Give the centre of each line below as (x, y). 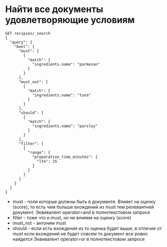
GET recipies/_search (28, 33)
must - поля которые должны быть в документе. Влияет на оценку (84, 201)
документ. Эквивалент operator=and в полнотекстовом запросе (81, 212)
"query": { (21, 42)
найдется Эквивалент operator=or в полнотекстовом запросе (78, 239)
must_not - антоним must (39, 223)
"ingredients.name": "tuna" (62, 95)
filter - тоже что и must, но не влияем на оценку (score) (72, 217)
